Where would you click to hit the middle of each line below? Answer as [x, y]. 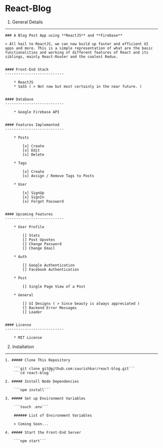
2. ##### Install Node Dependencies [42, 381]
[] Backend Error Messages [50, 308]
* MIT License [28, 338]
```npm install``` [32, 390]
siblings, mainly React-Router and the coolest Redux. [62, 56]
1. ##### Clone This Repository [38, 360]
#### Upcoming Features [29, 214]
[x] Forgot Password [43, 201]
